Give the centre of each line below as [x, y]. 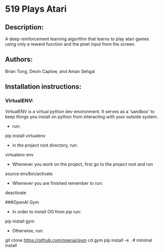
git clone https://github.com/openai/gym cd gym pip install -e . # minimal [79, 240]
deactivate [16, 193]
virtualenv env [19, 154]
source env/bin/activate [29, 174]
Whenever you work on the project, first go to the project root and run [82, 164]
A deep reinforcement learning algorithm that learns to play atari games [77, 39]
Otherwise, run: [28, 230]
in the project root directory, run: [45, 145]
